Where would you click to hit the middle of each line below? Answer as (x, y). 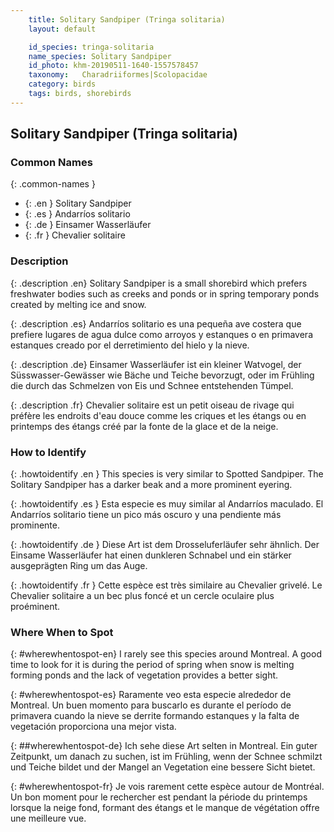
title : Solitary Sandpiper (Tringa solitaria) (127, 19)
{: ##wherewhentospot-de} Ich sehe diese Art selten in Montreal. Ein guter (164, 746)
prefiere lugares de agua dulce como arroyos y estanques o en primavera (161, 334)
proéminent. (35, 607)
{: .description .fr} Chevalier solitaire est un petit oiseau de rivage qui (152, 405)
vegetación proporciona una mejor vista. (93, 727)
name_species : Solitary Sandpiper (100, 56)
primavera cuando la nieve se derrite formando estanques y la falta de (155, 716)
